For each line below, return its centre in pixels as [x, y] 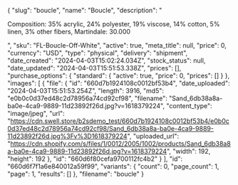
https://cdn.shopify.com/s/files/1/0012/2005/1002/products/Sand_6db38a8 [121, 144]
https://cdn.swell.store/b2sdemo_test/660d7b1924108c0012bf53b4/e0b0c [120, 121]
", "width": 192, [188, 151]
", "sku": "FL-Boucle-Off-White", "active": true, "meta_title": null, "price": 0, [117, 45]
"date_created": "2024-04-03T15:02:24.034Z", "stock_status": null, [107, 60]
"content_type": [189, 106]
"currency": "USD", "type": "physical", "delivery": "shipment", [98, 53]
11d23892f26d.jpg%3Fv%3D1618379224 [67, 136]
